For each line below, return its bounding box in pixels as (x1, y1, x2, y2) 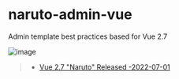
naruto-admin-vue (8, 6, 132, 24)
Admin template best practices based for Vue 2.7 (8, 32, 168, 41)
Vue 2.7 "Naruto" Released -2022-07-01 (39, 62, 171, 72)
